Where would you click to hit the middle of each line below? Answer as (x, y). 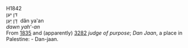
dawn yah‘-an (23, 27)
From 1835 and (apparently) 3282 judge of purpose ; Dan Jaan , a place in (94, 33)
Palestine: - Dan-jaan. (32, 39)
